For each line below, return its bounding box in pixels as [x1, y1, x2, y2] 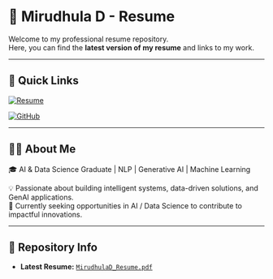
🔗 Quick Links [8, 74, 79, 88]
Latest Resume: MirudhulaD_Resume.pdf [19, 262, 153, 272]
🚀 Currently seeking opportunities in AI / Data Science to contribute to [8, 200, 242, 210]
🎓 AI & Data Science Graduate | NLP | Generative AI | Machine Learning [8, 164, 251, 174]
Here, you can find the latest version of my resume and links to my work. [8, 42, 254, 52]
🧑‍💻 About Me [8, 142, 76, 157]
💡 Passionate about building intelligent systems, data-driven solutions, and [8, 182, 258, 193]
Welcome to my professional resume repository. [8, 34, 169, 44]
